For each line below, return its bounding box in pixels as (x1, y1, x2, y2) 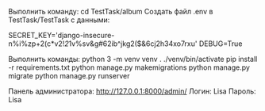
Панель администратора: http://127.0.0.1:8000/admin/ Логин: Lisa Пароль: (8, 86, 256, 96)
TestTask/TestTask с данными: (8, 15, 110, 25)
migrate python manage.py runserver (8, 71, 130, 80)
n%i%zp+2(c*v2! (8, 39, 65, 48)
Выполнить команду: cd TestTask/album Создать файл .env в (8, 7, 213, 16)
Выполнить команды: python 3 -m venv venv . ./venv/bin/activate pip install (8, 55, 258, 63)
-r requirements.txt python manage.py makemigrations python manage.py (8, 63, 250, 72)
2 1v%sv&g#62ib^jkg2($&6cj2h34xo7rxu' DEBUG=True (64, 39, 243, 48)
